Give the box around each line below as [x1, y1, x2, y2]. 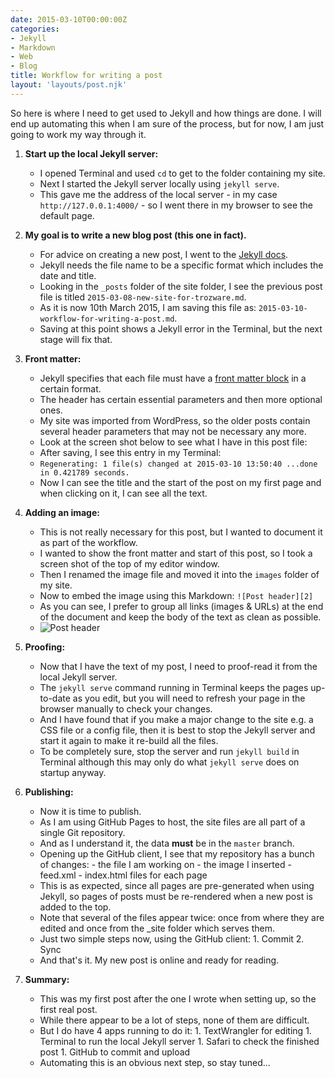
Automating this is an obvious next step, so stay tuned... [39, 1056, 271, 1068]
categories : [10, 24, 60, 34]
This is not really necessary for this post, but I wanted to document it [39, 526, 323, 538]
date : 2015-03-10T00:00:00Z [10, 14, 128, 25]
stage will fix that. [39, 333, 113, 345]
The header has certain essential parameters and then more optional [39, 393, 323, 405]
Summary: [24, 973, 70, 985]
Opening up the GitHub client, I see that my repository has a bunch [39, 847, 315, 860]
